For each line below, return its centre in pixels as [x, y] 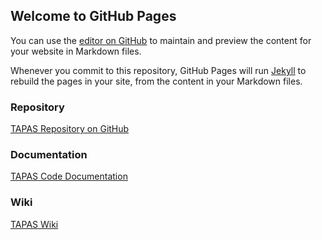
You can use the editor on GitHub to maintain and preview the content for [161, 40]
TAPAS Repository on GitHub [70, 129]
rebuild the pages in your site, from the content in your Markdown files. [156, 81]
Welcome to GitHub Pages [93, 16]
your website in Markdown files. [76, 51]
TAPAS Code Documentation [69, 176]
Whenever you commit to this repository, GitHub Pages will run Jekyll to [158, 70]
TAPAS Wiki [34, 224]
